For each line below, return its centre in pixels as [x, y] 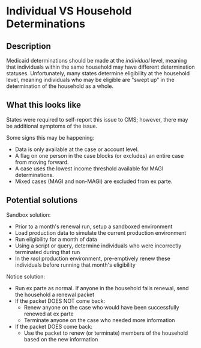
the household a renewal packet [55, 294]
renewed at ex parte [49, 314]
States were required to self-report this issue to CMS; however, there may [97, 119]
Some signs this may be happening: [50, 137]
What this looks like [43, 105]
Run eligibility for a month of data [56, 239]
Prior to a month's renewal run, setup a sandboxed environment [94, 226]
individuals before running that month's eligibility [75, 265]
